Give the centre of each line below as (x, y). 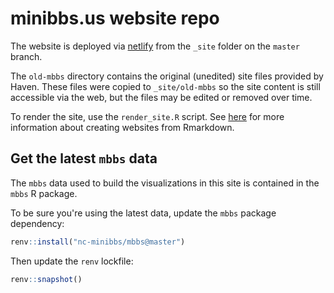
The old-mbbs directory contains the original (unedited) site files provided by (167, 76)
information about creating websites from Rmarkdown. (122, 127)
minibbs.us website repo (115, 18)
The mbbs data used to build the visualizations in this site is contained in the (165, 183)
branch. (26, 56)
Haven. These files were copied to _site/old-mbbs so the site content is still (165, 86)
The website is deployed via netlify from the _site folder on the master (155, 46)
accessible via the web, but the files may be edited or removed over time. (161, 97)
